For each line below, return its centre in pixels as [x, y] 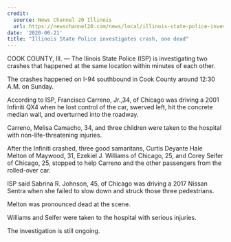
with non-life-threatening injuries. [55, 135]
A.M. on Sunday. [30, 87]
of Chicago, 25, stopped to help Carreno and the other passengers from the [114, 163]
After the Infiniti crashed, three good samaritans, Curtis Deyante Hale [105, 148]
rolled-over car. [29, 170]
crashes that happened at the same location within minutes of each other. [111, 66]
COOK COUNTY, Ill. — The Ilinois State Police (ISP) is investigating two [107, 58]
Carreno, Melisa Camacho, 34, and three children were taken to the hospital [114, 128]
